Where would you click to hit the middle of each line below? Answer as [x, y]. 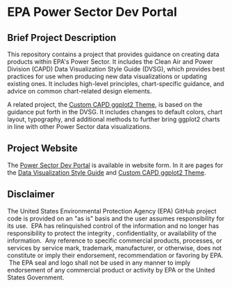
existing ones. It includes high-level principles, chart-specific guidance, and [116, 84]
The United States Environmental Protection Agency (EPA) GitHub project [112, 211]
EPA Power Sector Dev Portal [92, 12]
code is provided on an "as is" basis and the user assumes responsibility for [116, 218]
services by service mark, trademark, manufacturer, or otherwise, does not [115, 247]
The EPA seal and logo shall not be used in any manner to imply [100, 262]
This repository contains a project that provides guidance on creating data [114, 54]
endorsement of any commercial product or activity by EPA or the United [111, 270]
